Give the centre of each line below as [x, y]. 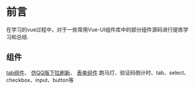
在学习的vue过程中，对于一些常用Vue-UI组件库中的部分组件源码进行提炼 [95, 29]
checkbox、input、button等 [40, 80]
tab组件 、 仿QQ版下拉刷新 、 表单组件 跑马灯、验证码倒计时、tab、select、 [98, 72]
